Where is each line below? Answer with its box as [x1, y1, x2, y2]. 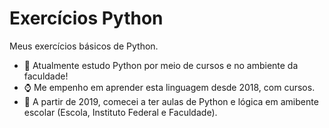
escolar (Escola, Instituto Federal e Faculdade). [23, 106, 218, 118]
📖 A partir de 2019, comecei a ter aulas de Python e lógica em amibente [23, 95, 319, 107]
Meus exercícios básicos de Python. [9, 40, 159, 52]
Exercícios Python [9, 7, 164, 30]
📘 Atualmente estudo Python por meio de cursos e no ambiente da [23, 59, 299, 71]
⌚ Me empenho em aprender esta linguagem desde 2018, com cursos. [23, 81, 316, 93]
